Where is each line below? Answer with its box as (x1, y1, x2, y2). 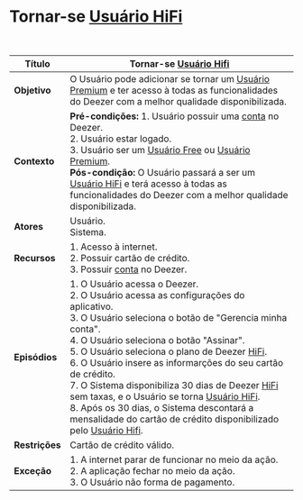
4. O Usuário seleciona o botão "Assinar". (69, 333, 245, 346)
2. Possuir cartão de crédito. (69, 251, 190, 264)
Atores (14, 220, 43, 232)
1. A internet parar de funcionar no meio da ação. (69, 453, 279, 466)
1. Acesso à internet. (69, 241, 158, 253)
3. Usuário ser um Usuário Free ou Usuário (69, 143, 251, 156)
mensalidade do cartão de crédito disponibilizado (69, 413, 280, 425)
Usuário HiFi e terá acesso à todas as (69, 177, 227, 190)
